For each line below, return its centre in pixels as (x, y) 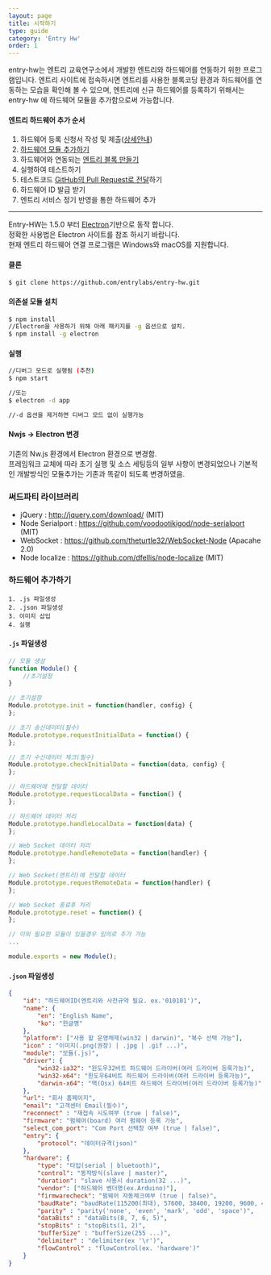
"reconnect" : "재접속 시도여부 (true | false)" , (102, 1114)
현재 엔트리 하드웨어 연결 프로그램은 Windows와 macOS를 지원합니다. (119, 245)
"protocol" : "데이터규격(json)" (88, 1143)
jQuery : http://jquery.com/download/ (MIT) (92, 515)
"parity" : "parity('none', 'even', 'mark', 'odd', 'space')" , (146, 1210)
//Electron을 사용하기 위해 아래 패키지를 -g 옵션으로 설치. (97, 327)
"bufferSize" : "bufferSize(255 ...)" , (104, 1233)
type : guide (28, 31)
